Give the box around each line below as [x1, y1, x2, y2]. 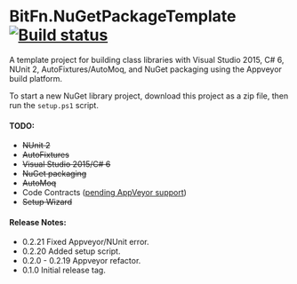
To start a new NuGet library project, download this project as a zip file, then [9, 91, 289, 101]
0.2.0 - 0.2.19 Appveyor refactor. [21, 256, 141, 266]
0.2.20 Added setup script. [21, 246, 121, 256]
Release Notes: [9, 217, 67, 227]
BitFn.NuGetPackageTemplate [9, 6, 237, 27]
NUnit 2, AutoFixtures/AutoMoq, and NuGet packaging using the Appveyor [9, 64, 283, 75]
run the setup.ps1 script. [9, 99, 100, 110]
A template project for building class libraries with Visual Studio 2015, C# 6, [9, 54, 285, 65]
